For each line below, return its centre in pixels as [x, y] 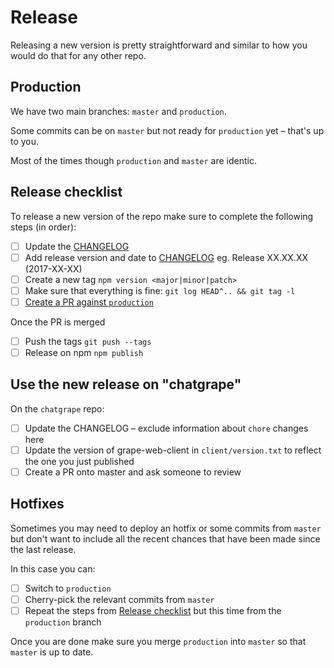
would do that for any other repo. [78, 55]
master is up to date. [52, 652]
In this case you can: [53, 568]
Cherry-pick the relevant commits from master [119, 599]
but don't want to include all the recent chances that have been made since [165, 538]
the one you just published [79, 461]
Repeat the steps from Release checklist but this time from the [153, 610]
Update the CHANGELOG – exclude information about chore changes [166, 428]
